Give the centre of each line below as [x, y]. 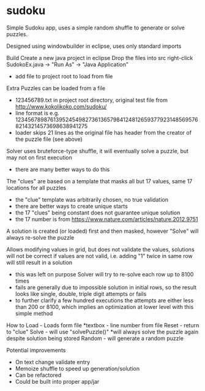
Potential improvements [36, 350]
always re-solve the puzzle [40, 237]
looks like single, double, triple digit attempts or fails [81, 294]
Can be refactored [38, 375]
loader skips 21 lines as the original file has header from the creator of [103, 132]
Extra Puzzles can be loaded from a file [56, 88]
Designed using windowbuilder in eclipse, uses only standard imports [94, 46]
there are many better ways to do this [62, 169]
